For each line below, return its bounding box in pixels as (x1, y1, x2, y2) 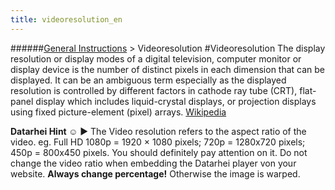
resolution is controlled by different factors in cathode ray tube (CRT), (10, 84, 298, 96)
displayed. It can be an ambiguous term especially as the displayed (10, 74, 287, 86)
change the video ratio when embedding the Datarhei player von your (10, 157, 297, 169)
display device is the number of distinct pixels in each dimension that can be (10, 63, 326, 75)
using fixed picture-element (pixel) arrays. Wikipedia (10, 106, 227, 118)
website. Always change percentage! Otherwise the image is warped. (10, 167, 301, 180)
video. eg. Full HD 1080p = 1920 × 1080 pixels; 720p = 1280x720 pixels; (10, 136, 306, 148)
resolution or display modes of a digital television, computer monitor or (10, 52, 302, 65)
